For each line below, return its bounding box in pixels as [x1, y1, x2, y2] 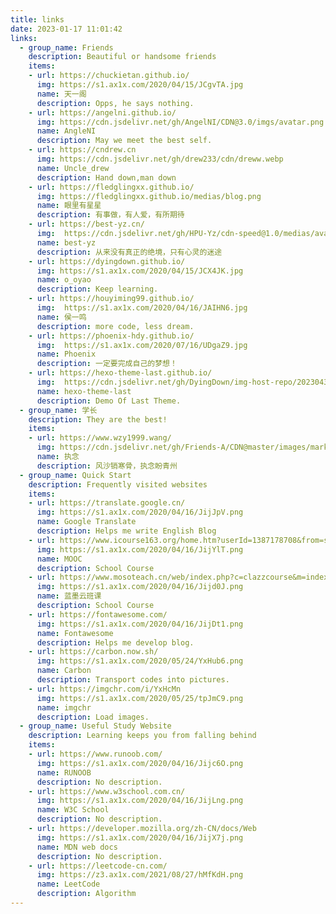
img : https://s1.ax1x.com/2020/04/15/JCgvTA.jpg [36, 80, 244, 90]
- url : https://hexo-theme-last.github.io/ [28, 368, 213, 378]
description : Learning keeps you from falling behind [28, 731, 257, 741]
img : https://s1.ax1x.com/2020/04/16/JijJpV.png [36, 507, 244, 518]
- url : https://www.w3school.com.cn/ [28, 786, 186, 796]
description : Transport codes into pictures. [36, 675, 230, 685]
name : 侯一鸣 [36, 312, 87, 322]
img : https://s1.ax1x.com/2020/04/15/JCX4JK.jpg [36, 266, 244, 276]
